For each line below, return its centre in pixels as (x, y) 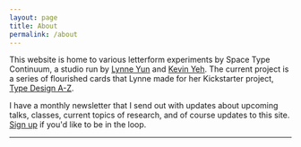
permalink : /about (43, 34)
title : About (34, 26)
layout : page (34, 17)
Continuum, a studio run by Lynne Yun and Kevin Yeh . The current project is (149, 69)
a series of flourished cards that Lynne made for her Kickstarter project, (142, 79)
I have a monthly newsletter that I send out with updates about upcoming (144, 106)
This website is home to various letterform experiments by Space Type (140, 60)
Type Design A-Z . (42, 88)
